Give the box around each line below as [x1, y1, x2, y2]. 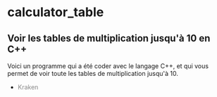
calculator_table [7, 4, 104, 20]
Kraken [17, 83, 39, 91]
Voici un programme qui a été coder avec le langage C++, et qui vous [7, 62, 209, 70]
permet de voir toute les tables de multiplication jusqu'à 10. [7, 70, 178, 77]
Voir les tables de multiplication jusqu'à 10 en [7, 32, 211, 44]
